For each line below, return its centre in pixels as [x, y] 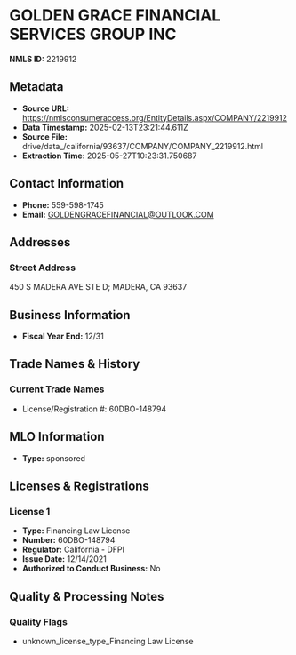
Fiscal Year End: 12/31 [63, 336]
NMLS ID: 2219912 [43, 59]
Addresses [40, 242]
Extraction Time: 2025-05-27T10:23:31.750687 [109, 156]
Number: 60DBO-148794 [68, 540]
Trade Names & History [75, 364]
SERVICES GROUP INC [93, 34]
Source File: [45, 136]
